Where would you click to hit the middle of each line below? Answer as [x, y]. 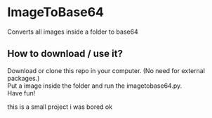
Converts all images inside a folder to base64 [73, 32]
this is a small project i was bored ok [60, 107]
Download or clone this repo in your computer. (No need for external [106, 70]
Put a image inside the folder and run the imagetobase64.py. [95, 86]
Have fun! [21, 93]
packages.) [24, 78]
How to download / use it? [65, 54]
